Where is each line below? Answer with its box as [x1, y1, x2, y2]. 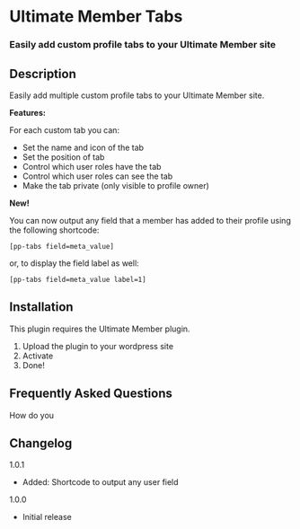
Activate [22, 350, 54, 361]
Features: [9, 107, 47, 118]
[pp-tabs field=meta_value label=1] [9, 275, 146, 284]
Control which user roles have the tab [22, 161, 162, 172]
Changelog [9, 436, 73, 451]
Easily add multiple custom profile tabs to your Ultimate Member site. [9, 90, 265, 101]
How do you [9, 410, 55, 420]
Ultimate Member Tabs [9, 6, 183, 27]
